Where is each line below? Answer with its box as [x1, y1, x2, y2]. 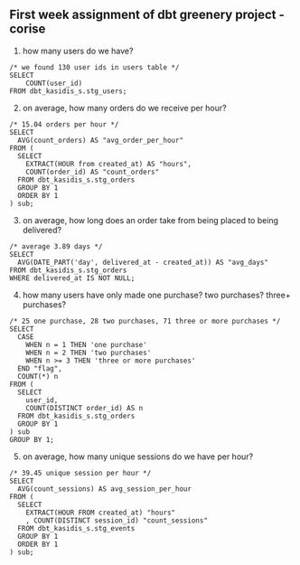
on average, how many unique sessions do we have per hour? [22, 451, 254, 462]
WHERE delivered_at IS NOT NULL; [9, 273, 136, 283]
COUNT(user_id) [25, 79, 83, 88]
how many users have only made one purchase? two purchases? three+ [22, 289, 291, 300]
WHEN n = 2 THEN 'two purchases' [25, 348, 152, 357]
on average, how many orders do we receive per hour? [22, 102, 228, 113]
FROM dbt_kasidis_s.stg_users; [9, 86, 127, 96]
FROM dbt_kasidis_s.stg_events [17, 523, 136, 532]
